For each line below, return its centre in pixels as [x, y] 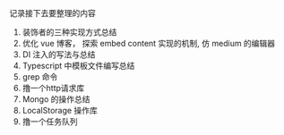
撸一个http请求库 [53, 88]
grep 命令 [40, 77]
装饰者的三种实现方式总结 [69, 32]
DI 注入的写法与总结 [59, 55]
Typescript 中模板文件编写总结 [78, 66]
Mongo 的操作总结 [56, 99]
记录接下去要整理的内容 [52, 13]
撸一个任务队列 [50, 122]
